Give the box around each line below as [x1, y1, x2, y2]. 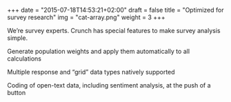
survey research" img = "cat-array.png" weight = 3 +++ [7, 13, 165, 21]
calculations [7, 54, 41, 63]
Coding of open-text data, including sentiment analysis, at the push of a [7, 81, 212, 89]
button [7, 89, 26, 96]
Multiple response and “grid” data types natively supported [7, 68, 175, 76]
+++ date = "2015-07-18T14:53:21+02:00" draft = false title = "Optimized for [7, 6, 224, 14]
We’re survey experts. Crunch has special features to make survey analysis [7, 27, 221, 34]
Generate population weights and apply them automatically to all [7, 48, 190, 55]
